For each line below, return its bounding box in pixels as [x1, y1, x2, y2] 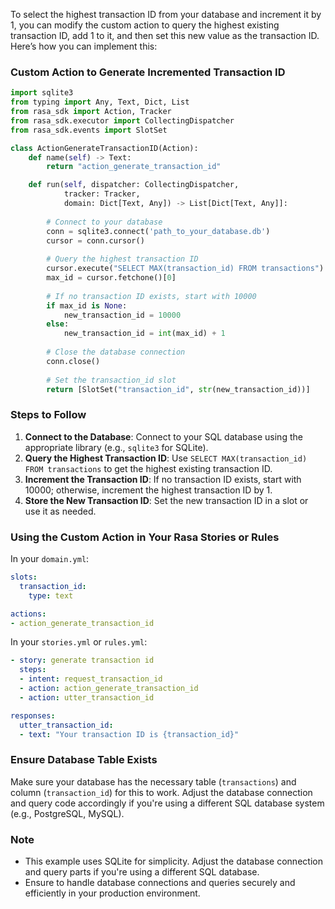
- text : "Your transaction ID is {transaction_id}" [19, 729, 240, 739]
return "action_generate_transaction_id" [46, 162, 222, 172]
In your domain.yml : [10, 553, 90, 565]
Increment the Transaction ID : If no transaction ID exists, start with [24, 473, 302, 485]
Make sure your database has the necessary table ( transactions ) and [10, 775, 297, 788]
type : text [28, 590, 74, 601]
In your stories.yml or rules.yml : [10, 636, 148, 648]
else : [46, 319, 70, 329]
